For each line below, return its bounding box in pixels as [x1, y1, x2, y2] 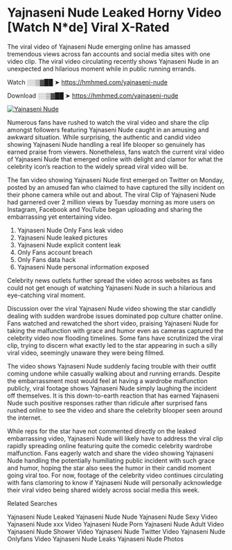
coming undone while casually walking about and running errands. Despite [7, 369, 220, 378]
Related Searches [7, 499, 57, 507]
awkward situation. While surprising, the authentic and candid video [7, 133, 202, 141]
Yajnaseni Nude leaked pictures [17, 233, 108, 242]
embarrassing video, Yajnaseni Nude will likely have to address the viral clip [7, 434, 223, 443]
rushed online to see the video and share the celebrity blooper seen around [7, 406, 223, 414]
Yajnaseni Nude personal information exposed [17, 263, 150, 271]
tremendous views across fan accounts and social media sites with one [7, 50, 211, 58]
